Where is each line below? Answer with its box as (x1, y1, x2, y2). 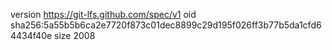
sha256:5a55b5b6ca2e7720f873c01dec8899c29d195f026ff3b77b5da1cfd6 (10, 19, 322, 31)
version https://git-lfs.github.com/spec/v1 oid (10, 9, 197, 20)
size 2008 (54, 30, 96, 41)
